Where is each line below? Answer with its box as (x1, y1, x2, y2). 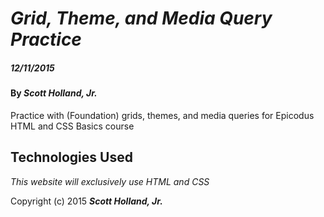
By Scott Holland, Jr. (10, 87, 98, 99)
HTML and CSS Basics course (10, 120, 135, 132)
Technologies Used (10, 149, 133, 166)
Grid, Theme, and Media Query (10, 7, 273, 30)
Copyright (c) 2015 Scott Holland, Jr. (10, 195, 163, 207)
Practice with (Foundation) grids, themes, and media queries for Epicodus (10, 109, 315, 121)
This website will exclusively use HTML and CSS (10, 175, 210, 187)
